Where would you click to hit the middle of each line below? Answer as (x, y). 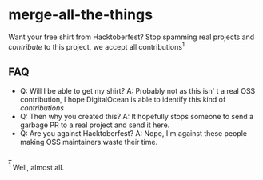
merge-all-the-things (81, 15)
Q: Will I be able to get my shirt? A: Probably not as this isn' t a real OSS (137, 91)
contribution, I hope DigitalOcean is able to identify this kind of (123, 100)
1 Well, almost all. (36, 167)
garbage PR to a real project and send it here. (95, 125)
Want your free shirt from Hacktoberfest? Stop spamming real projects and (131, 37)
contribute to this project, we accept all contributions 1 (97, 46)
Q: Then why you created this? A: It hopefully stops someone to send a (137, 117)
